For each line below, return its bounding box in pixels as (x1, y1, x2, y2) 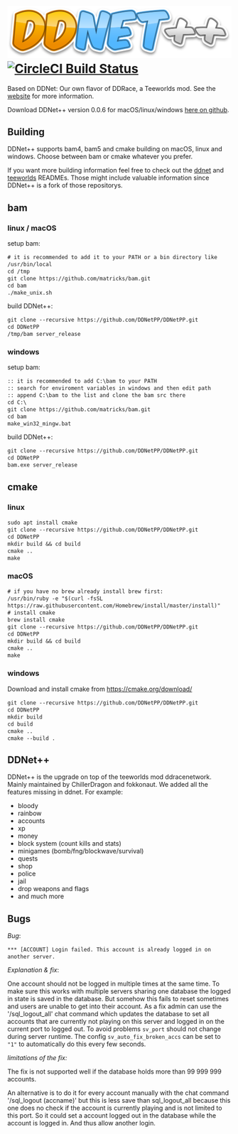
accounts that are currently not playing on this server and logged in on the (7, 1018, 225, 1026)
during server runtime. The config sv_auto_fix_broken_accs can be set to (7, 1032, 222, 1041)
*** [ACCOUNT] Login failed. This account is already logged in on (7, 947, 212, 954)
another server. (7, 954, 55, 961)
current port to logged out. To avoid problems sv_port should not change (7, 1025, 222, 1033)
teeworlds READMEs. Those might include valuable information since (7, 173, 210, 182)
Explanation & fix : (7, 966, 60, 974)
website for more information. (7, 92, 94, 100)
